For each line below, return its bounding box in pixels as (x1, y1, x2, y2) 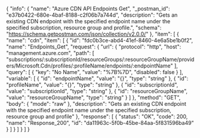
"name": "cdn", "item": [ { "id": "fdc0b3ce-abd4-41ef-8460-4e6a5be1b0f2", (6, 37, 193, 44)
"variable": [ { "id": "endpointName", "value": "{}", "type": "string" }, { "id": (6, 75, 189, 82)
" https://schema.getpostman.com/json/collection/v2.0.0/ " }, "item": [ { (6, 30, 179, 38)
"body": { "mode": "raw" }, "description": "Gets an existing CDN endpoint (6, 100, 187, 107)
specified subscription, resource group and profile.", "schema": (6, 24, 162, 31)
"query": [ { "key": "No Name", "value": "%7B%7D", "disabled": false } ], (6, 69, 183, 75)
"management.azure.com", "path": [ (6, 50, 94, 56)
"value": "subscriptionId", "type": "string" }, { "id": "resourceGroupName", (6, 88, 188, 94)
